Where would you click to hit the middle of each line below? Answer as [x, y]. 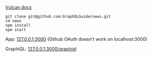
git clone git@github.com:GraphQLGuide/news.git [58, 17]
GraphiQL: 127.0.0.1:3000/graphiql [41, 49]
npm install [18, 25]
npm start [16, 30]
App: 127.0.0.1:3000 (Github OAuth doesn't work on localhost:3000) [76, 39]
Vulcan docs [18, 7]
